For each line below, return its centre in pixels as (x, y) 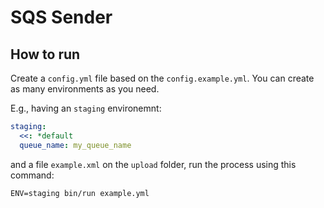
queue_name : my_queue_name (75, 145)
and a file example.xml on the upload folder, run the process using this (153, 164)
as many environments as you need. (85, 89)
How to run (45, 54)
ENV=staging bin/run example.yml (80, 193)
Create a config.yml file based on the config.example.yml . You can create (162, 78)
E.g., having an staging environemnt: (86, 108)
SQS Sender (61, 17)
